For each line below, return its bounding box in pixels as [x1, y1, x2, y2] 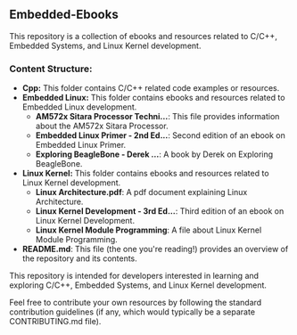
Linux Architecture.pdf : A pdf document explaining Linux [35, 187, 248, 198]
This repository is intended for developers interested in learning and [9, 271, 260, 282]
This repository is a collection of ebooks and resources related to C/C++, [9, 30, 278, 41]
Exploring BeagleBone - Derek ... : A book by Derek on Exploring [35, 149, 274, 159]
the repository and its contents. [21, 253, 138, 264]
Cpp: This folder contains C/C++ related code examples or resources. [21, 83, 280, 94]
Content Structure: [9, 62, 93, 75]
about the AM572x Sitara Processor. [35, 120, 169, 132]
